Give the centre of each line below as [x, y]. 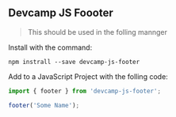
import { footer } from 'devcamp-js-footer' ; [84, 91]
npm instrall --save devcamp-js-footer [74, 62]
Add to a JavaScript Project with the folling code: [88, 76]
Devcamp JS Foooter [61, 13]
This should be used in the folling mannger [98, 32]
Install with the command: [50, 47]
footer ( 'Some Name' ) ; [44, 105]
